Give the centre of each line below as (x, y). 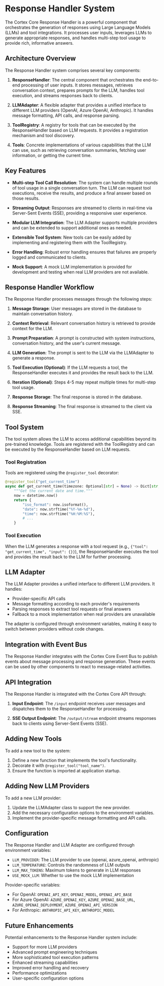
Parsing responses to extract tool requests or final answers (72, 609)
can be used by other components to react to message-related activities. (78, 667)
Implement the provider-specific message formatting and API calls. (80, 818)
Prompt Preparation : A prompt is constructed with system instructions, (83, 338)
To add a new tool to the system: (38, 751)
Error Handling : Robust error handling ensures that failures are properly (84, 252)
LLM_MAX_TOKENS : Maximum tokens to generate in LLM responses (76, 870)
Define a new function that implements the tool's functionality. (75, 760)
